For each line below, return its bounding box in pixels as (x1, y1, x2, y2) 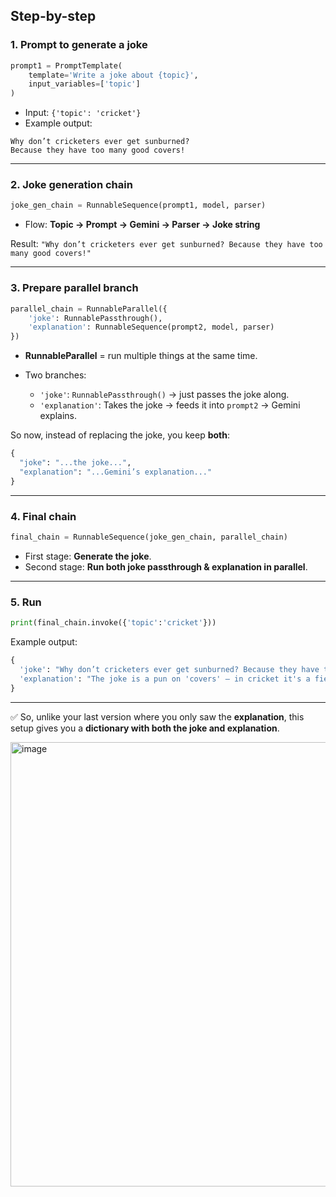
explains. (39, 410, 77, 422)
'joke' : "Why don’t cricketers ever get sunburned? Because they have (19, 664, 320, 674)
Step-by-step (10, 8, 97, 25)
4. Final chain (10, 509, 77, 523)
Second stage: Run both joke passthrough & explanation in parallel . (24, 560, 308, 573)
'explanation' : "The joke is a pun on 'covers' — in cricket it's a (19, 674, 311, 684)
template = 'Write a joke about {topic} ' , (28, 70, 199, 80)
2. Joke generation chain (10, 178, 133, 192)
